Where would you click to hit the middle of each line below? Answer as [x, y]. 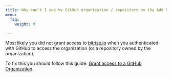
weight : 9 [25, 24]
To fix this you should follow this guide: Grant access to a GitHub [73, 63]
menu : [11, 15]
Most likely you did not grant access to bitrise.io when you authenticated [82, 43]
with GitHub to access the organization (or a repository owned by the [78, 48]
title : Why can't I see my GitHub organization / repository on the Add [84, 10]
